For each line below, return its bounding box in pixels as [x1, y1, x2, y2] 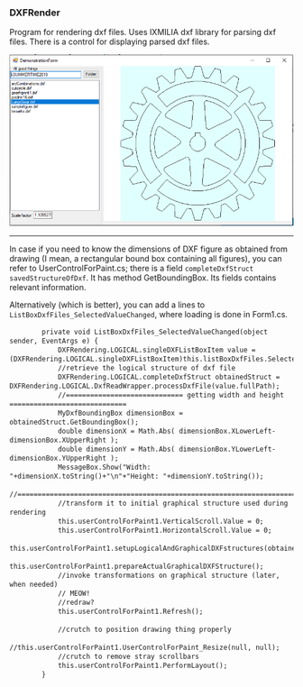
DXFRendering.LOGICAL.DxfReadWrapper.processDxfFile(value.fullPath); [9, 381, 280, 390]
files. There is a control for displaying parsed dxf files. [9, 36, 210, 47]
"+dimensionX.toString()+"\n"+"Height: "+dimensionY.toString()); [9, 472, 264, 481]
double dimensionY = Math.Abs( [57, 444, 176, 453]
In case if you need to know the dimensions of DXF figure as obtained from [9, 243, 289, 254]
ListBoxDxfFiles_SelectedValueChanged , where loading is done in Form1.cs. [9, 308, 289, 319]
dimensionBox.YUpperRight [9, 453, 106, 463]
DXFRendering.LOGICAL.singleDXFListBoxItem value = [57, 345, 256, 354]
